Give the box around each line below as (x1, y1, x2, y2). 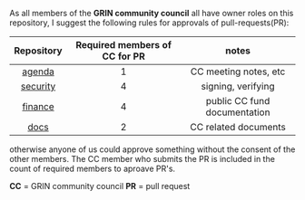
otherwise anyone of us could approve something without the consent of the (9, 144, 296, 155)
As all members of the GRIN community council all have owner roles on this (9, 8, 294, 18)
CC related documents (190, 121, 286, 133)
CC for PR (102, 50, 145, 62)
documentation (205, 106, 271, 119)
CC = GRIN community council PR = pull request (9, 181, 191, 191)
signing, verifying (201, 81, 275, 92)
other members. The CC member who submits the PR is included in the (9, 154, 275, 164)
